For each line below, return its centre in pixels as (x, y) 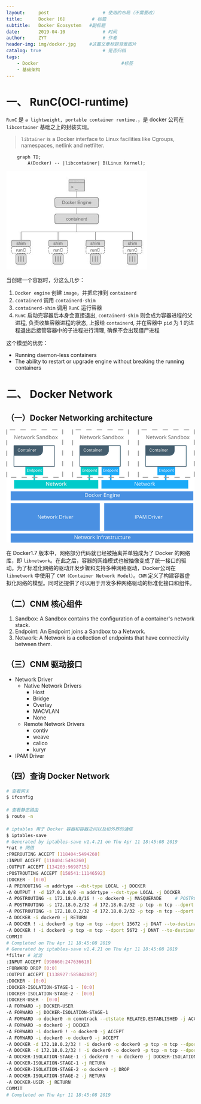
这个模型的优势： (27, 343)
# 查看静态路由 (22, 810)
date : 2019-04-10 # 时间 (62, 32)
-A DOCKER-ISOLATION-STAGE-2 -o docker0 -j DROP (68, 1070)
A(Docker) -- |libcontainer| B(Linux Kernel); (87, 163)
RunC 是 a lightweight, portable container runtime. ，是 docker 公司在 (95, 119)
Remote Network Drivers (54, 724)
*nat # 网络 (20, 848)
